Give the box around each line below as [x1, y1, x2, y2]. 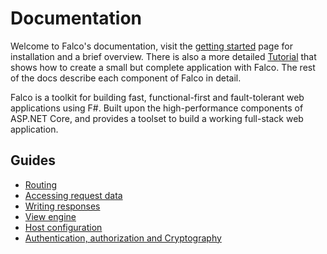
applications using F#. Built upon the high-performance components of [10, 102, 304, 114]
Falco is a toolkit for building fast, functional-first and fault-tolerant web [10, 91, 305, 103]
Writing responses [24, 200, 101, 212]
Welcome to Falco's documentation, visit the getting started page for [10, 40, 293, 52]
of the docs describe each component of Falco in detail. [10, 72, 242, 84]
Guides [10, 152, 57, 169]
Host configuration [24, 221, 103, 233]
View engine [24, 210, 77, 222]
